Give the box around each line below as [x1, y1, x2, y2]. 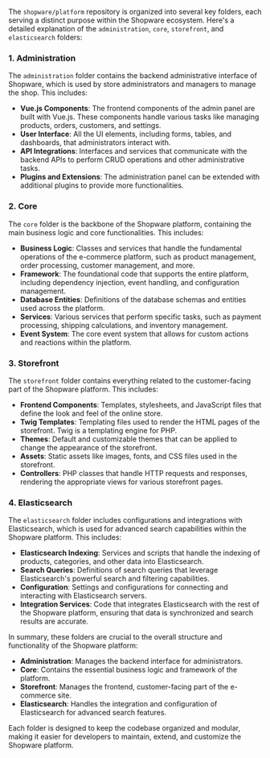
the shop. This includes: [8, 88, 88, 97]
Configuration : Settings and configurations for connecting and [19, 582, 228, 592]
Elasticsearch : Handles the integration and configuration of [19, 699, 218, 709]
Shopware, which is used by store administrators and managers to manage [8, 80, 256, 89]
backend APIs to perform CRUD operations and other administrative [19, 155, 245, 164]
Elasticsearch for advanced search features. [19, 708, 167, 718]
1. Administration [8, 52, 76, 64]
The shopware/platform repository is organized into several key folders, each [8, 7, 262, 16]
